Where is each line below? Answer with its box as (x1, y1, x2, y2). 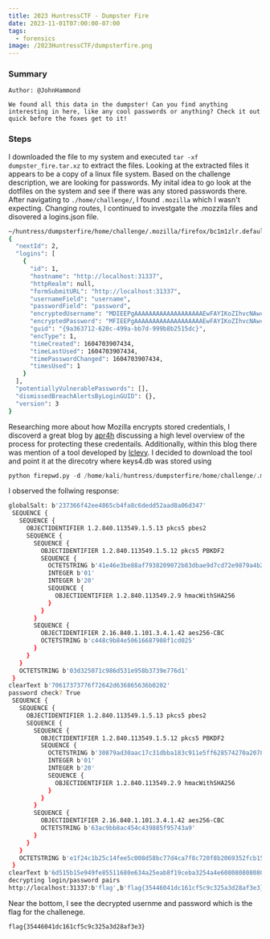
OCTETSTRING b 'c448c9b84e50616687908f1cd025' (40, 637, 196, 645)
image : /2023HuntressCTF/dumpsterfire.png (8, 42, 153, 50)
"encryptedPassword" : (29, 318, 103, 326)
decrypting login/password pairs (8, 876, 121, 885)
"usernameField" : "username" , (29, 295, 131, 303)
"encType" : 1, (29, 332, 78, 340)
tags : (8, 27, 27, 35)
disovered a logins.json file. (8, 211, 99, 222)
